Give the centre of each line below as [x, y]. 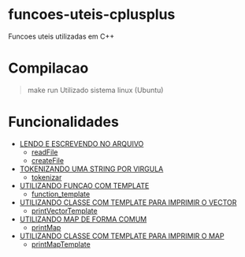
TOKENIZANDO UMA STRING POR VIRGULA [91, 169]
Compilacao [48, 68]
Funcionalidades [64, 122]
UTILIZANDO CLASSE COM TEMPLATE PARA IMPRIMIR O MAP [122, 236]
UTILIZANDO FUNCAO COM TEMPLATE [84, 185]
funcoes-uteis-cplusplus [92, 15]
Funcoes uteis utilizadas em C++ [61, 36]
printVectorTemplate [64, 210]
